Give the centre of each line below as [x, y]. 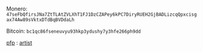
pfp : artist [19, 43]
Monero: [17, 9]
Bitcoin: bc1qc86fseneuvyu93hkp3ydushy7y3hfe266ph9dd [74, 31]
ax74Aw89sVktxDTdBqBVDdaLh [40, 20]
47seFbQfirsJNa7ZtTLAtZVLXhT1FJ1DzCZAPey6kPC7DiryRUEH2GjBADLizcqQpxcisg [102, 15]
